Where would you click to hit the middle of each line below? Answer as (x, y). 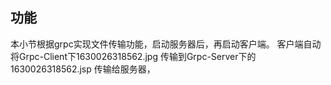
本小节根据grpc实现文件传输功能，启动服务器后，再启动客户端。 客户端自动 (166, 44)
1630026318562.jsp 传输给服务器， (83, 69)
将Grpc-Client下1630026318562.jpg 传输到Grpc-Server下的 (133, 56)
